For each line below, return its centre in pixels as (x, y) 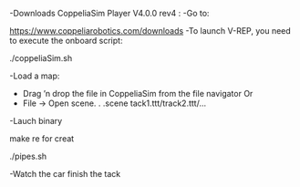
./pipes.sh (28, 156)
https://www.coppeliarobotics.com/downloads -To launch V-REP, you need (150, 31)
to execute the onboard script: (66, 41)
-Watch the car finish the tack (65, 174)
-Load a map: (35, 76)
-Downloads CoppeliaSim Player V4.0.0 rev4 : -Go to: (109, 13)
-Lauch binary (36, 121)
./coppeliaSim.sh (41, 58)
